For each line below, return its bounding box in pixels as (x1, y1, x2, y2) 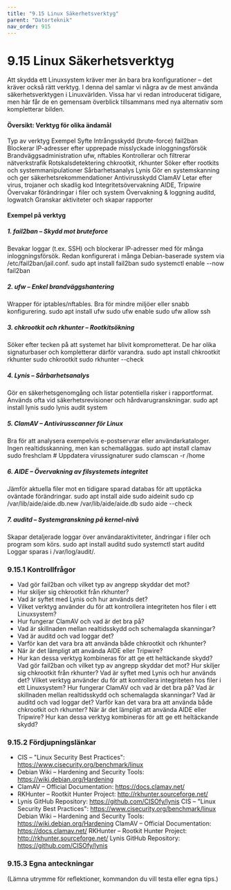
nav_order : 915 (7, 23, 51, 30)
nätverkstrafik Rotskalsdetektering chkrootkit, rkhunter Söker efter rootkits (7, 159, 219, 167)
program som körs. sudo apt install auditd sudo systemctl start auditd (7, 540, 205, 548)
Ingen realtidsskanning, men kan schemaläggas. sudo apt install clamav (7, 444, 212, 452)
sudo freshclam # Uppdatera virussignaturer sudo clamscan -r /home (7, 451, 205, 459)
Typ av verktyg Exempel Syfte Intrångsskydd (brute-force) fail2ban (7, 136, 198, 145)
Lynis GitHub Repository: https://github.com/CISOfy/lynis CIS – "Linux (17, 797, 216, 806)
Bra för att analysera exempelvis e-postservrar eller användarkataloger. (7, 436, 211, 445)
